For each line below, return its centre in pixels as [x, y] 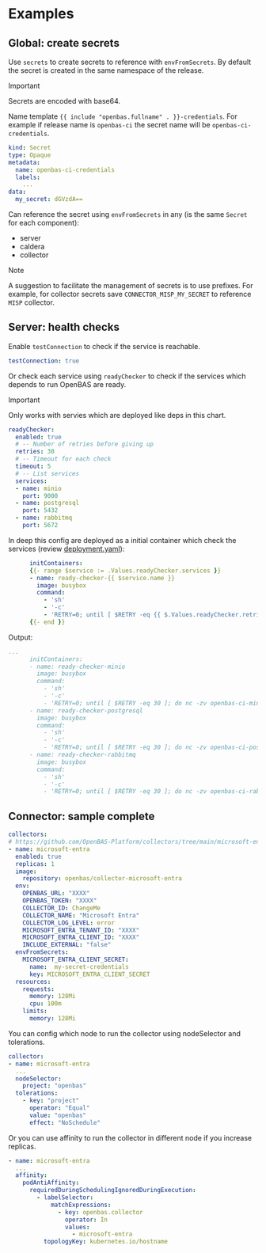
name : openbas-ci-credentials [65, 170]
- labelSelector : [65, 1198]
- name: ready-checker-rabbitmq [82, 755]
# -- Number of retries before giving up [85, 444]
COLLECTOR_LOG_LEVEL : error [68, 923]
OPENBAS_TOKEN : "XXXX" [60, 901]
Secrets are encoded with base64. [65, 101]
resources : [33, 982]
